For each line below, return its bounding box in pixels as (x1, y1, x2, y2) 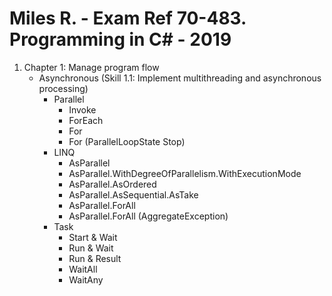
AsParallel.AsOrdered (68, 178, 157, 190)
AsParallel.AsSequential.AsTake (68, 188, 199, 201)
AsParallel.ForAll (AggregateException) (68, 210, 229, 222)
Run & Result (68, 252, 122, 264)
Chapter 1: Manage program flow (23, 61, 160, 73)
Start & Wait (68, 231, 118, 243)
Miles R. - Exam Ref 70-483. (9, 7, 247, 30)
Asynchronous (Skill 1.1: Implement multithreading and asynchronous (38, 72, 322, 84)
